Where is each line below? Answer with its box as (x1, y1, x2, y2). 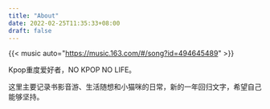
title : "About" (8, 11, 59, 20)
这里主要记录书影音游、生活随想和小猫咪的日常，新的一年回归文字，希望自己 (8, 82, 262, 92)
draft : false (8, 26, 52, 34)
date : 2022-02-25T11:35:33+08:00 (8, 19, 121, 27)
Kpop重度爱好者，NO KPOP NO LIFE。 (8, 65, 137, 75)
